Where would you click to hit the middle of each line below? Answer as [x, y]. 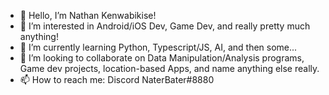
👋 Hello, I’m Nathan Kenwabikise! [88, 15]
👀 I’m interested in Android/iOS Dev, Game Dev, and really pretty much [165, 26]
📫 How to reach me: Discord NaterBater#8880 [117, 79]
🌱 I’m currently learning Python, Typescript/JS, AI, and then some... [158, 47]
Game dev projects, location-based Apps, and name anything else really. [169, 68]
